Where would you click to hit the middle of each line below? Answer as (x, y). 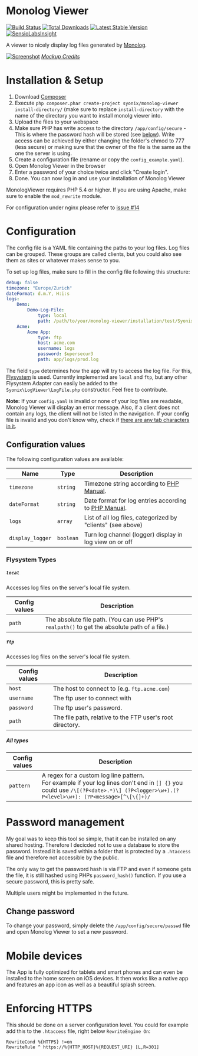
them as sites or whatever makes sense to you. (63, 260)
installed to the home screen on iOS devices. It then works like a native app (97, 979)
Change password (40, 911)
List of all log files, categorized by (131, 517)
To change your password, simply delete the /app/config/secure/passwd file (98, 925)
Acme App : (39, 332)
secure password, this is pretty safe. (50, 881)
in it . (11, 426)
